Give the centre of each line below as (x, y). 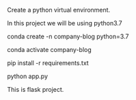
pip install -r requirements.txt (48, 63)
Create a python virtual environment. (59, 10)
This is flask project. (36, 89)
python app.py (28, 76)
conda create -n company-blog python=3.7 (68, 36)
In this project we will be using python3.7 (65, 23)
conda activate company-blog (50, 50)
